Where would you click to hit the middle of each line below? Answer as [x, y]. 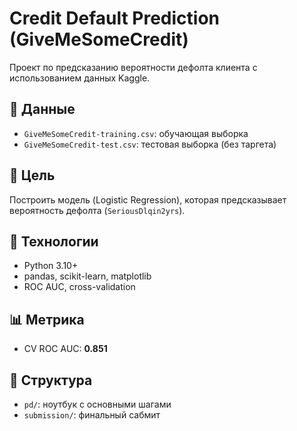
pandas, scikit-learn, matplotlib [87, 276]
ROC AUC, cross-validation [79, 287]
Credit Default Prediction [114, 18]
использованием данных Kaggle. [80, 78]
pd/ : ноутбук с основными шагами [97, 404]
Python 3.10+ [51, 266]
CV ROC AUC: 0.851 [65, 349]
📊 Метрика [47, 319]
